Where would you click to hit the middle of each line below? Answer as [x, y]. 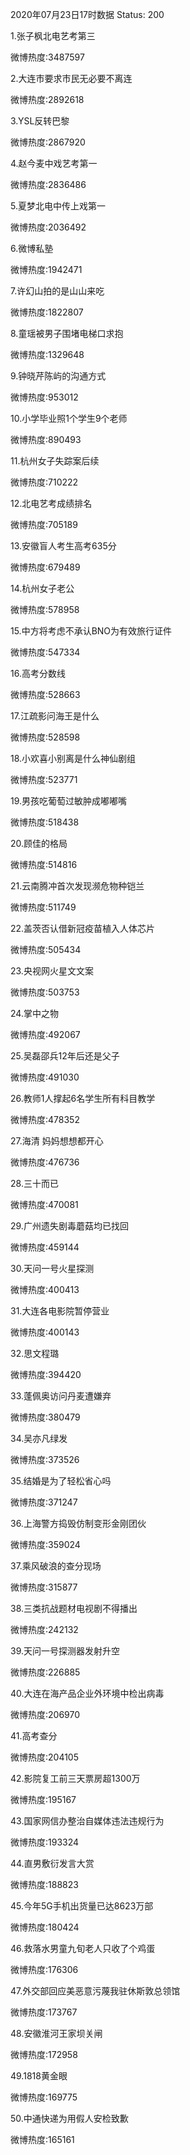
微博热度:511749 [43, 907]
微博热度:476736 [45, 1162]
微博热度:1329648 [47, 354]
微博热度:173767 [44, 2012]
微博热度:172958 [44, 2054]
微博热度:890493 [46, 439]
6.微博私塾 [32, 248]
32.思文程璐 [35, 1353]
